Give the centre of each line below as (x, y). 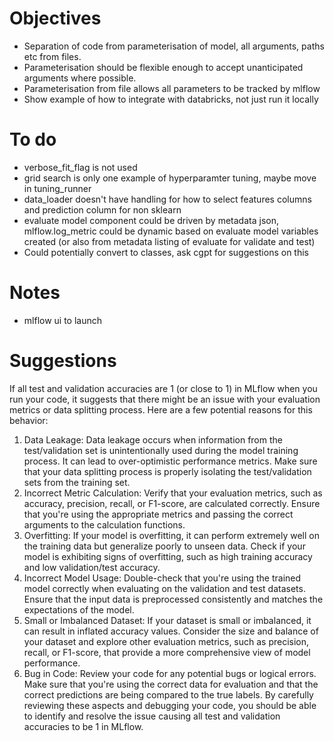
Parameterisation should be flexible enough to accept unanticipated (163, 67)
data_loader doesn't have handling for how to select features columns (167, 199)
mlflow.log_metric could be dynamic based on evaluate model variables (171, 231)
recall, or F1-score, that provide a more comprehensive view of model (167, 652)
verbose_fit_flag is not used (80, 167)
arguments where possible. (80, 78)
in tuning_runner (57, 188)
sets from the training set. (77, 482)
